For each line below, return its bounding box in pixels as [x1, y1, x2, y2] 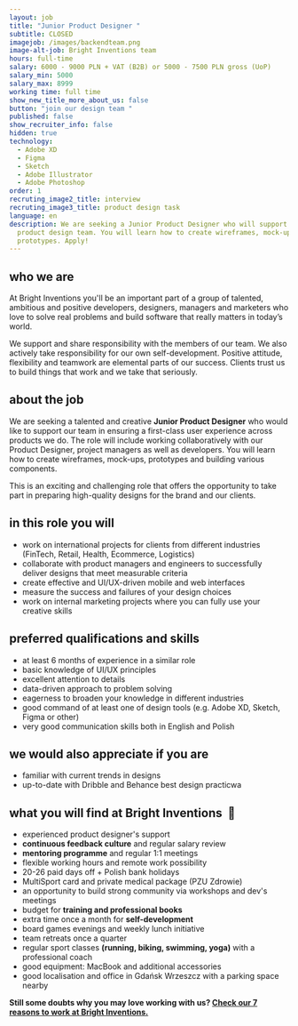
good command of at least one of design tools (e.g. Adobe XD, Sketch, [21, 701, 281, 712]
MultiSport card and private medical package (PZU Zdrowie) [21, 877, 243, 887]
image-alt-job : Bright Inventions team [9, 46, 157, 55]
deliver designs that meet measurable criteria [21, 567, 188, 578]
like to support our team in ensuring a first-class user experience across [9, 425, 273, 436]
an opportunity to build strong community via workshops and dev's [21, 886, 268, 896]
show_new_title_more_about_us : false [9, 95, 149, 105]
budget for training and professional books [21, 904, 184, 916]
